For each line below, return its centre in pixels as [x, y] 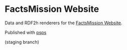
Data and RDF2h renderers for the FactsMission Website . [63, 23]
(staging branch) [22, 42]
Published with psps [26, 32]
